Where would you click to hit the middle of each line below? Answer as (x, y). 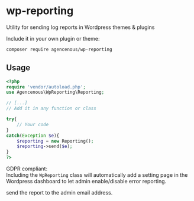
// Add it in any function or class (51, 108)
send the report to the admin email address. (59, 192)
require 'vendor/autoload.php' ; (46, 87)
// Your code (33, 124)
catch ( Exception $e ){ (33, 136)
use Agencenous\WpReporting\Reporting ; (55, 93)
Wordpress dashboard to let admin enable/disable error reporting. (86, 181)
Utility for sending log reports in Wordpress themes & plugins (80, 27)
